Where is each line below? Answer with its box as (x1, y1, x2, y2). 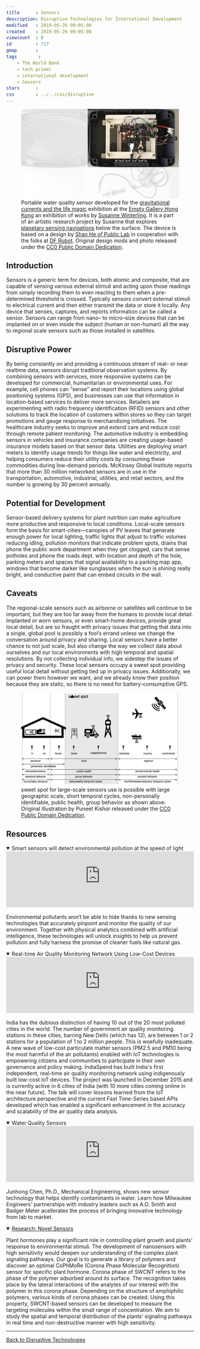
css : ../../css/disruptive (6, 91, 95, 98)
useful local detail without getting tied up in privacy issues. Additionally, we (6, 668, 190, 675)
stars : (6, 85, 39, 91)
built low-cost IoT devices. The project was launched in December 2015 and (6, 1076, 193, 1083)
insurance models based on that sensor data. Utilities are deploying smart (6, 443, 187, 450)
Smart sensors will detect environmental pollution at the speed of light (11, 845, 183, 852)
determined (6, 296, 35, 303)
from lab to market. (6, 1213, 54, 1221)
